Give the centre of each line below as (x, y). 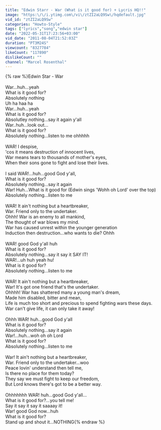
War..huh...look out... (27, 125)
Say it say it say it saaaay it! (34, 406)
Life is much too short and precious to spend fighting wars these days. (79, 303)
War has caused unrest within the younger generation (61, 228)
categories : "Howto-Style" (34, 24)
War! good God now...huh (32, 411)
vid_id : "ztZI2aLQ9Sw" (29, 19)
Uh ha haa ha (19, 103)
